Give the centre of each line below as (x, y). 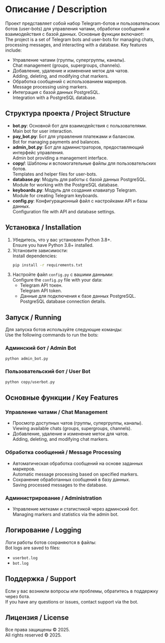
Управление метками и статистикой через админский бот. (76, 509)
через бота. (18, 596)
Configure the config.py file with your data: (57, 280)
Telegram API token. (41, 291)
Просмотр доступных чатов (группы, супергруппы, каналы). (77, 423)
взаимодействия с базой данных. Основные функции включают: (75, 34)
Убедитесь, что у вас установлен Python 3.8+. (62, 240)
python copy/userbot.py (30, 382)
